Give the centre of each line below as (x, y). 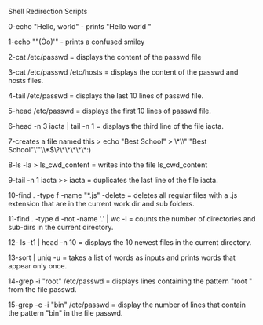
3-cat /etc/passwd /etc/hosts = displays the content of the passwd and (123, 72)
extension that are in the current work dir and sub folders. (101, 204)
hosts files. (26, 80)
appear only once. (38, 266)
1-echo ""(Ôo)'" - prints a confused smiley (77, 42)
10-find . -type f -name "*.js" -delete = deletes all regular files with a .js (123, 195)
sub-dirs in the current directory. (61, 227)
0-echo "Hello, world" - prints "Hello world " (80, 26)
